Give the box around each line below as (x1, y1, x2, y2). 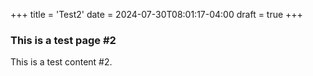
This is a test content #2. (10, 56, 113, 68)
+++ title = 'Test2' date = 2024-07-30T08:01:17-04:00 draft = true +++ (10, 9, 303, 20)
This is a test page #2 (10, 33, 117, 47)
